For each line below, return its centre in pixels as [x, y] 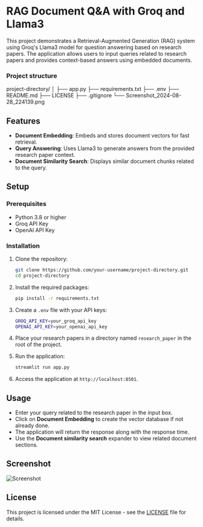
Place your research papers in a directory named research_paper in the [103, 338]
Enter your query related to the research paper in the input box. [94, 413]
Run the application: [40, 356]
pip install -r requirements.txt [57, 298]
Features [23, 121]
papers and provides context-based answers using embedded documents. [99, 60]
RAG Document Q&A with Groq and [96, 11]
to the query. [31, 168]
